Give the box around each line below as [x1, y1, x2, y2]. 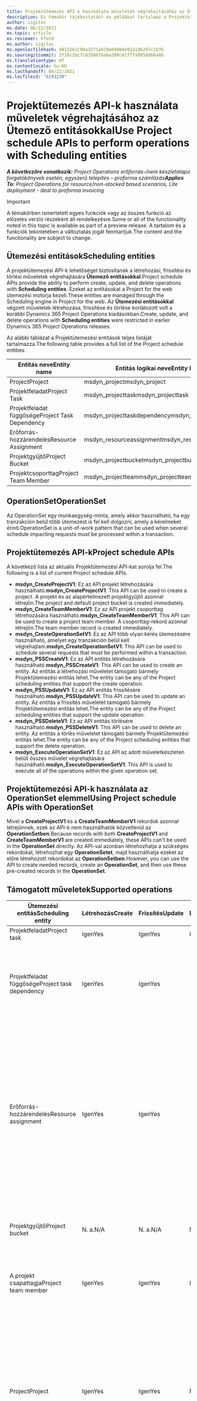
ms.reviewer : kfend [6, 36, 54, 42]
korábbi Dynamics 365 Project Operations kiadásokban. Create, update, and [6, 310, 189, 317]
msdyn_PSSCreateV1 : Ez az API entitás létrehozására [15, 655, 146, 662]
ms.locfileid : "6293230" [6, 74, 67, 80]
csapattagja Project [9, 1279, 61, 1287]
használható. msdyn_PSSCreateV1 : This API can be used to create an [15, 661, 183, 668]
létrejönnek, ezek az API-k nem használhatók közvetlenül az [6, 824, 151, 831]
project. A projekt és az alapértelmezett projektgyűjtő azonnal [15, 593, 164, 600]
